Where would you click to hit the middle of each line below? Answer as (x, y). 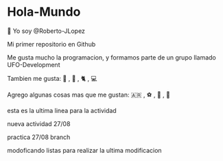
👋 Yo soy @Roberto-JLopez (46, 31)
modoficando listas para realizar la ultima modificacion (85, 150)
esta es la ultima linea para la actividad (62, 110)
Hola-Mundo (44, 12)
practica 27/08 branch (39, 137)
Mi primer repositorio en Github (51, 44)
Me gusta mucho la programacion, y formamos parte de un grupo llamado (111, 57)
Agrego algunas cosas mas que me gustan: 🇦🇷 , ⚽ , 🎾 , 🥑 (89, 95)
